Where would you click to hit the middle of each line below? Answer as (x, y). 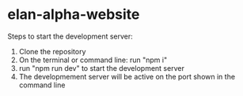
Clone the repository (52, 51)
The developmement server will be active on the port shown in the (127, 76)
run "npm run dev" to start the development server (102, 68)
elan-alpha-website (74, 15)
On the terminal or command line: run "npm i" (93, 60)
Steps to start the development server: (70, 36)
